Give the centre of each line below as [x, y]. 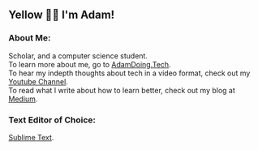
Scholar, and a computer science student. [78, 56]
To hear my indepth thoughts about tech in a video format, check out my [129, 73]
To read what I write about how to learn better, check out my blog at [122, 90]
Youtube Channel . [39, 81]
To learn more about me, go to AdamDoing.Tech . [90, 64]
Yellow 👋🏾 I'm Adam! [62, 15]
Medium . [23, 99]
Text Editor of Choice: [52, 120]
